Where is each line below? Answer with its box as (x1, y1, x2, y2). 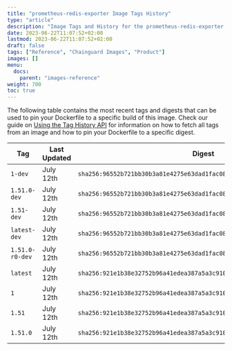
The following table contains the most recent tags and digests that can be (7, 106, 217, 115)
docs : (13, 68, 30, 75)
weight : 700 (7, 81, 41, 88)
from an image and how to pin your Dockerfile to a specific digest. (7, 129, 195, 137)
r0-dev (10, 253, 32, 261)
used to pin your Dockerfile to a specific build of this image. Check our (7, 113, 209, 122)
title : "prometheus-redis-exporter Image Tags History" (7, 10, 171, 17)
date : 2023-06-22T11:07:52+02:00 (7, 29, 104, 37)
